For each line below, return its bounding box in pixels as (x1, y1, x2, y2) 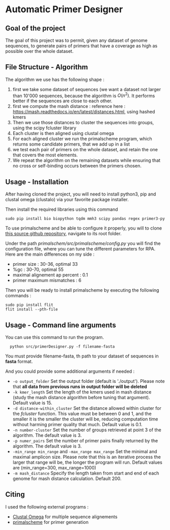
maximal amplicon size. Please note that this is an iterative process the (12, 454, 161, 460)
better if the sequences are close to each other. (12, 98, 112, 104)
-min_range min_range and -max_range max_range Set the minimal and (12, 449, 157, 455)
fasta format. (5, 358, 33, 365)
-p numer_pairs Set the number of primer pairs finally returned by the (12, 438, 158, 444)
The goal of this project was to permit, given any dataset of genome (5, 37, 148, 43)
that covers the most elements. (12, 152, 78, 158)
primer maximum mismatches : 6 (12, 277, 81, 284)
